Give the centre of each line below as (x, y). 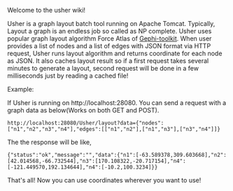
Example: (21, 89)
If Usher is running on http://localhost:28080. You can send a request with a (117, 103)
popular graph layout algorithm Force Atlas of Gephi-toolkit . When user (110, 38)
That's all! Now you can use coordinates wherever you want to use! (104, 180)
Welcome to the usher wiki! (47, 10)
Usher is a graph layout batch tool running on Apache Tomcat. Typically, (111, 23)
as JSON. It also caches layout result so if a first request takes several (108, 61)
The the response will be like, (50, 142)
